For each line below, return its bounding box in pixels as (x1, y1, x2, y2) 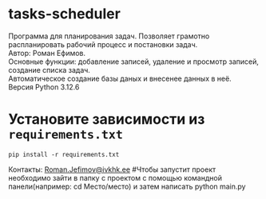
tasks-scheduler (8, 5, 121, 23)
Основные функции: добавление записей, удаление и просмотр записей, (8, 57, 260, 66)
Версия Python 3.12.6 (8, 82, 80, 92)
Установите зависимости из (8, 110, 205, 129)
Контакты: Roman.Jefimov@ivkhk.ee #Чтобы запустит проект (8, 165, 216, 174)
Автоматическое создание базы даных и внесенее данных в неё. (8, 74, 232, 83)
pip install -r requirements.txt (8, 150, 120, 158)
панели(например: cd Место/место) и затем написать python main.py (8, 181, 246, 191)
